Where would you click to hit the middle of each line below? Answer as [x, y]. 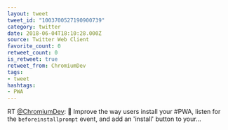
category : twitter [34, 27]
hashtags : [22, 85]
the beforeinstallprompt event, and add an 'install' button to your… [104, 119]
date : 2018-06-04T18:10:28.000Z [54, 33]
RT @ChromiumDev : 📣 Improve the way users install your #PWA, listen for [114, 112]
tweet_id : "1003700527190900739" [56, 20]
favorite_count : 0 [34, 46]
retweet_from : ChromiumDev [47, 66]
